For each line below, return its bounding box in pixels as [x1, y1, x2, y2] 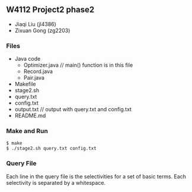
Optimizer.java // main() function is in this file [23, 62, 133, 69]
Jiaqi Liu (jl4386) [14, 20, 56, 27]
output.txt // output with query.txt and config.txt [14, 106, 132, 113]
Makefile [14, 80, 36, 88]
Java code [14, 55, 41, 62]
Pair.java [23, 74, 44, 81]
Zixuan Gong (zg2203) [14, 27, 71, 34]
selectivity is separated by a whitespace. [6, 179, 105, 186]
